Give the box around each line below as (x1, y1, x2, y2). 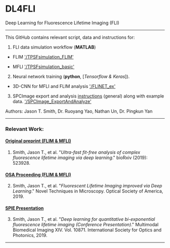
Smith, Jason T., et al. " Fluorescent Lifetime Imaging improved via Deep (12, 183, 162, 189)
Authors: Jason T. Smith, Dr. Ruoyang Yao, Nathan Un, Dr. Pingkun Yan (5, 108, 153, 114)
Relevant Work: (5, 125, 44, 132)
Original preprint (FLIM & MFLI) (5, 138, 71, 144)
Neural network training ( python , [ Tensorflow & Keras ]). (12, 73, 130, 79)
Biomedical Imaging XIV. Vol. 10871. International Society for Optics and (12, 227, 162, 233)
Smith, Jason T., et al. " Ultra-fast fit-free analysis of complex (12, 150, 141, 156)
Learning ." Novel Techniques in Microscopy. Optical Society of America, (12, 188, 163, 194)
